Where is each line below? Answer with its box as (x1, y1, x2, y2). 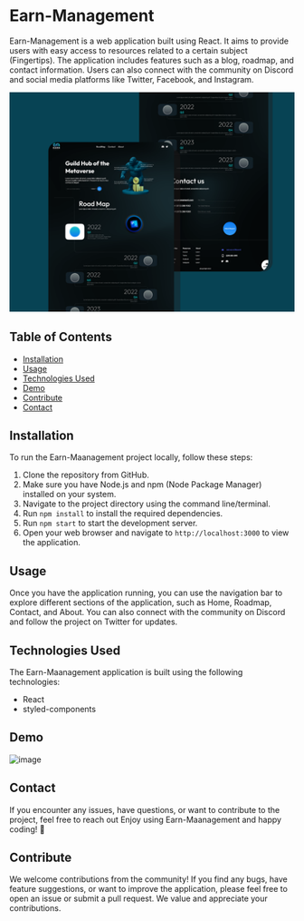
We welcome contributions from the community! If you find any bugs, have (9, 874, 288, 885)
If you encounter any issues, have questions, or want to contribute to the (9, 804, 280, 815)
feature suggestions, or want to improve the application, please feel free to (9, 884, 288, 895)
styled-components (22, 704, 97, 715)
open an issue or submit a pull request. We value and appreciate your (9, 893, 269, 904)
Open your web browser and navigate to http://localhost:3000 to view (22, 527, 290, 538)
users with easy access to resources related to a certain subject (9, 44, 248, 55)
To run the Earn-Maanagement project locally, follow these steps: (9, 452, 253, 463)
